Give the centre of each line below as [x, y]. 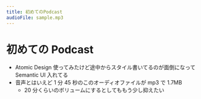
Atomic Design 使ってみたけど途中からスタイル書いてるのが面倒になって [105, 67]
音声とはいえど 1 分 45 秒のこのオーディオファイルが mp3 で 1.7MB [99, 83]
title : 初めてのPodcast [34, 12]
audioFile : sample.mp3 [35, 18]
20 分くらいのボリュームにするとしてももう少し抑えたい [94, 90]
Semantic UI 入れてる [41, 75]
